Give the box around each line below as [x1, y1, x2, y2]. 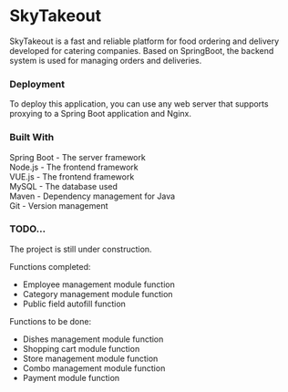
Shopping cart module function [22, 343, 140, 354]
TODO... [9, 222, 46, 235]
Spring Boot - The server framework [9, 151, 146, 162]
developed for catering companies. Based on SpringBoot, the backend [9, 45, 274, 56]
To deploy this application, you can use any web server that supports [9, 98, 269, 109]
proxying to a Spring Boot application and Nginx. [9, 108, 192, 119]
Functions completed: [9, 261, 91, 272]
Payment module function [22, 372, 120, 383]
